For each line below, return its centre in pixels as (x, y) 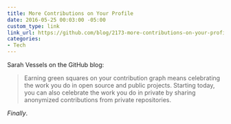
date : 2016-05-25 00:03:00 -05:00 (57, 20)
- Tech (16, 45)
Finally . (18, 113)
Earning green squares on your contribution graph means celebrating (122, 78)
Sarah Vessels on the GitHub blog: (56, 65)
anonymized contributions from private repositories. (98, 100)
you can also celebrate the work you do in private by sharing (110, 92)
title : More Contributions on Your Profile (70, 13)
